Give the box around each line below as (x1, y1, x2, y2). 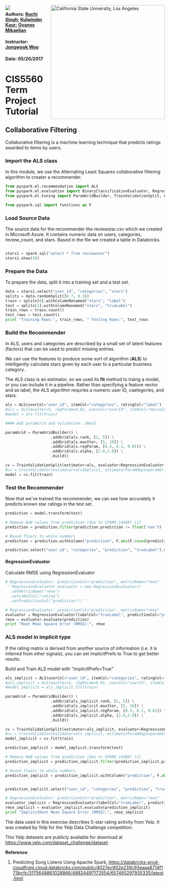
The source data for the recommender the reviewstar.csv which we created (5, 226, 163, 232)
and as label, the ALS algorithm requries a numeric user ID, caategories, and (5, 387, 164, 393)
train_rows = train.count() (5, 308, 65, 313)
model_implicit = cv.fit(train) (5, 736, 73, 741)
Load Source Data (5, 214, 50, 221)
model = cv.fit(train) (5, 472, 53, 477)
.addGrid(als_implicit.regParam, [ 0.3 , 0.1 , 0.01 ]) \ (50, 708, 166, 713)
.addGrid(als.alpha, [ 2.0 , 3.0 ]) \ (50, 449, 123, 454)
